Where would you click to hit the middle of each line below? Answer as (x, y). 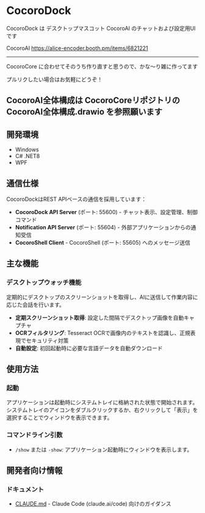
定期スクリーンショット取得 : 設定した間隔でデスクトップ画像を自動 (99, 317)
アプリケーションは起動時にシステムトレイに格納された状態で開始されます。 (102, 403)
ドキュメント (25, 489)
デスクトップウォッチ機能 (44, 282)
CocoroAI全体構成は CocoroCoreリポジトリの (93, 100)
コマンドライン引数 (34, 435)
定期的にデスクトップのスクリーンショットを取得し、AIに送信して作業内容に (102, 297)
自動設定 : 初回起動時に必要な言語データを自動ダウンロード (89, 348)
